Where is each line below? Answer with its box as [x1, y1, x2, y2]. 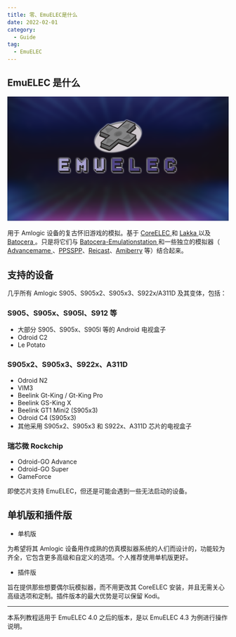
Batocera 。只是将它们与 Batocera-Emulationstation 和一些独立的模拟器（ [7, 237, 220, 246]
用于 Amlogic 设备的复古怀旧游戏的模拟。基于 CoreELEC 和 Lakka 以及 [7, 229, 211, 237]
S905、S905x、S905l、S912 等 [7, 308, 117, 318]
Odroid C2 [17, 334, 48, 342]
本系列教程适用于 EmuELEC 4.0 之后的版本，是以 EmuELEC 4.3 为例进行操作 [7, 613, 228, 622]
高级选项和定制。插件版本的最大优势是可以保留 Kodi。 [7, 591, 164, 600]
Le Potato [17, 341, 46, 349]
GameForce [17, 473, 51, 481]
